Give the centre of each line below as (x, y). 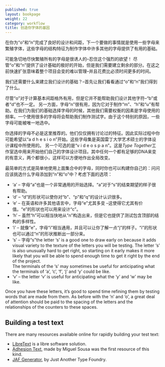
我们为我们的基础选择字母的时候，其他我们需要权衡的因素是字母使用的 (89, 110)
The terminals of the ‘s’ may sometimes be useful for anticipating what (83, 266)
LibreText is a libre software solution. (49, 343)
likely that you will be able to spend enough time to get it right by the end (86, 256)
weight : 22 (16, 19)
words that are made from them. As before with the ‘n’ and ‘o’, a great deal (80, 297)
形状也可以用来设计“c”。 (56, 210)
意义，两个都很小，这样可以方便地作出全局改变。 (63, 158)
